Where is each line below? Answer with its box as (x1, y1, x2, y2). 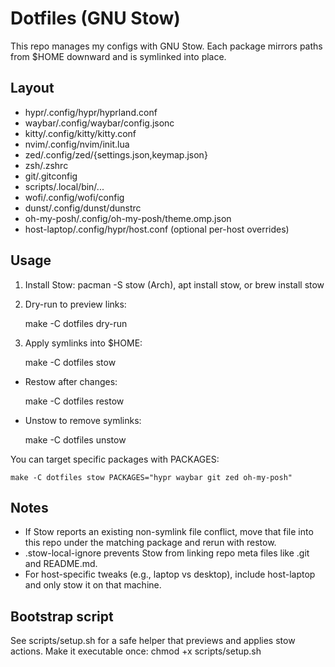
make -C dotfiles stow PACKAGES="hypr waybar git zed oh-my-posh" (10, 472, 293, 482)
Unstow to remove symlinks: (24, 414, 142, 426)
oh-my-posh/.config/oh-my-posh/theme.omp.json (24, 212, 232, 224)
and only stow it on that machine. (24, 579, 162, 591)
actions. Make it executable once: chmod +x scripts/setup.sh (10, 645, 262, 657)
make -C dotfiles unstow (24, 433, 127, 446)
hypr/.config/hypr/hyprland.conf (24, 106, 158, 118)
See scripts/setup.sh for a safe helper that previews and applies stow (10, 635, 296, 647)
